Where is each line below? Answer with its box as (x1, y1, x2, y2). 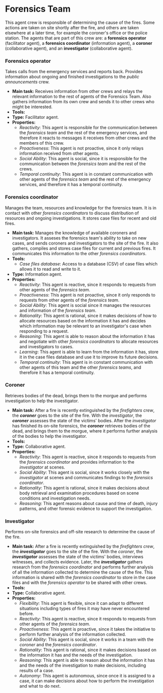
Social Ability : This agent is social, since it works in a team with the (19, 637, 154, 642)
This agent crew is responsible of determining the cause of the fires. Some (5, 19, 155, 25)
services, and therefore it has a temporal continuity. (19, 182, 123, 187)
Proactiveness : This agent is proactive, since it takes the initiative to (19, 626, 156, 632)
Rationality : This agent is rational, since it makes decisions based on (19, 647, 157, 653)
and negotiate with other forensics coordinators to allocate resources (19, 338, 159, 344)
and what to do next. (19, 683, 61, 689)
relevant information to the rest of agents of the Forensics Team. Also (12, 94, 152, 99)
